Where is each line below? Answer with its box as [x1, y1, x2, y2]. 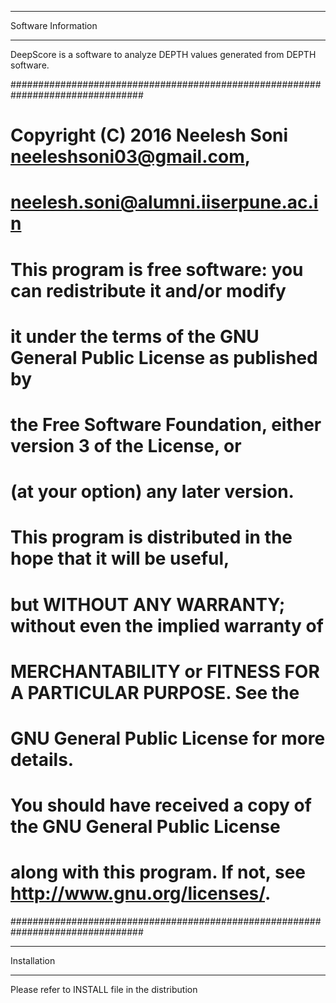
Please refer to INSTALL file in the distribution [10, 984, 198, 995]
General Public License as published [10, 346, 318, 369]
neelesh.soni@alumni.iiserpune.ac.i [10, 191, 319, 214]
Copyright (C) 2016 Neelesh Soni [10, 124, 289, 147]
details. [10, 748, 75, 771]
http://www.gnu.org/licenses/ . [10, 882, 272, 905]
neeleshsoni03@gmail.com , [10, 146, 252, 168]
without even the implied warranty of [10, 614, 324, 637]
